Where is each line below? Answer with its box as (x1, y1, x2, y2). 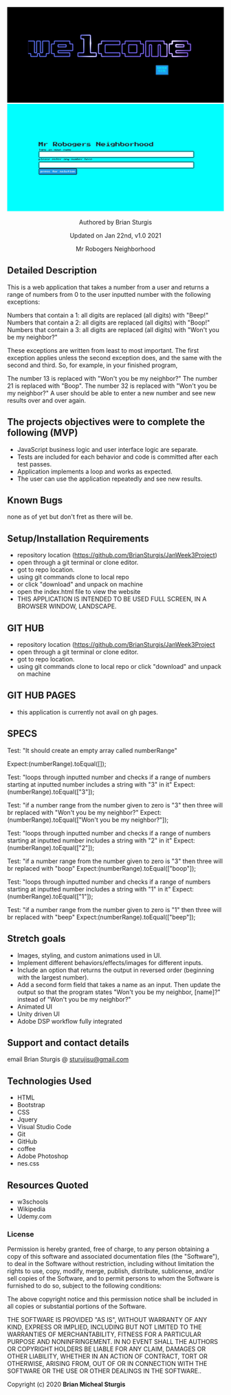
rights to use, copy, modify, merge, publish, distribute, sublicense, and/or (7, 1267, 214, 1275)
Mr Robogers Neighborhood (75, 245, 156, 254)
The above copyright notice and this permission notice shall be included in (7, 1295, 218, 1303)
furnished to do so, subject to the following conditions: (7, 1281, 162, 1290)
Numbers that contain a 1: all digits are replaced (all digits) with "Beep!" (7, 311, 209, 319)
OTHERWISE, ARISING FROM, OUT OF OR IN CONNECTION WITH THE (7, 1360, 208, 1368)
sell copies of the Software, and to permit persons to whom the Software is (7, 1274, 220, 1283)
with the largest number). (16, 973, 89, 981)
